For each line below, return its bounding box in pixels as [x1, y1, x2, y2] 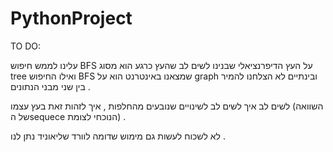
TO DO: [10, 40, 42, 52]
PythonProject [10, 7, 133, 30]
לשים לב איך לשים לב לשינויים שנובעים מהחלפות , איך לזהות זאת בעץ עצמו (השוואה [10, 100, 324, 112]
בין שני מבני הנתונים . [10, 80, 91, 92]
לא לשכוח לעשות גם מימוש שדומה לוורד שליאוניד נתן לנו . [10, 130, 226, 142]
